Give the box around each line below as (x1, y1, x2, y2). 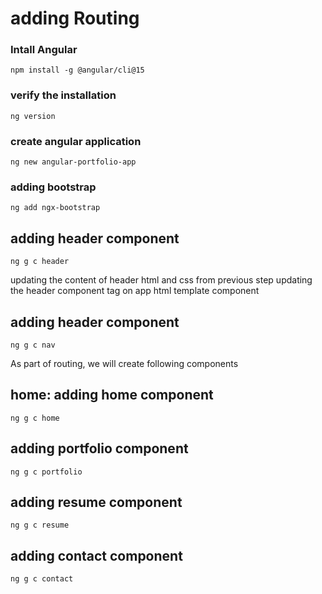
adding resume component (10, 494, 183, 511)
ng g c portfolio (10, 467, 83, 477)
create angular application (10, 134, 142, 148)
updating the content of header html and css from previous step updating (10, 274, 313, 286)
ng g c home (10, 413, 60, 423)
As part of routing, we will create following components (10, 358, 239, 369)
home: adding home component (10, 387, 214, 404)
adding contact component (10, 547, 183, 564)
